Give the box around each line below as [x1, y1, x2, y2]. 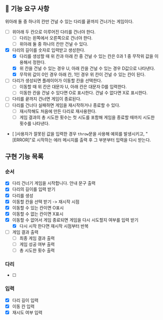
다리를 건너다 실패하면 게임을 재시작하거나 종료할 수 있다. [12, 102, 121, 108]
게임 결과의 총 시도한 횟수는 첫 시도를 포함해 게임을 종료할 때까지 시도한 [19, 114, 155, 120]
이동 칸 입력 [12, 303, 35, 309]
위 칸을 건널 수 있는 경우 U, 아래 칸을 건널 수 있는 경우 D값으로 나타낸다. [19, 65, 155, 72]
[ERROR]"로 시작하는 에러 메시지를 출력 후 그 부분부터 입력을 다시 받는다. [12, 137, 151, 143]
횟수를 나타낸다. [19, 120, 50, 126]
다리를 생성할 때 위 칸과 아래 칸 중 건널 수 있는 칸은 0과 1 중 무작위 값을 [19, 53, 154, 59]
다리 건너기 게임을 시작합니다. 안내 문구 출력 [12, 180, 96, 186]
